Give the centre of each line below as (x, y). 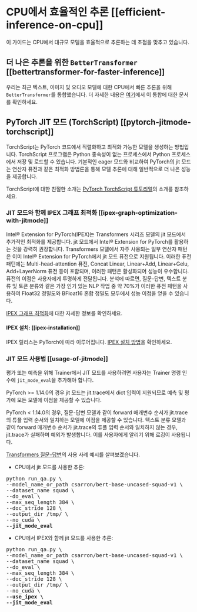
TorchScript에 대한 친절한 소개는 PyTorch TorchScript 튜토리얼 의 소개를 (90, 189)
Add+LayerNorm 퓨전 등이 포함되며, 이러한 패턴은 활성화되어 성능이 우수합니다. (98, 271)
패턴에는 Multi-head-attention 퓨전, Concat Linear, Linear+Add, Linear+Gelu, (98, 264)
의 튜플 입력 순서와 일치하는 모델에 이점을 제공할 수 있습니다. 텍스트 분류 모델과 (96, 420)
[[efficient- (138, 12)
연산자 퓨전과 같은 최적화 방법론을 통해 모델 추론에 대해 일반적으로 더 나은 (96, 169)
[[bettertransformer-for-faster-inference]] (86, 72)
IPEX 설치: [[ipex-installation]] (43, 328)
